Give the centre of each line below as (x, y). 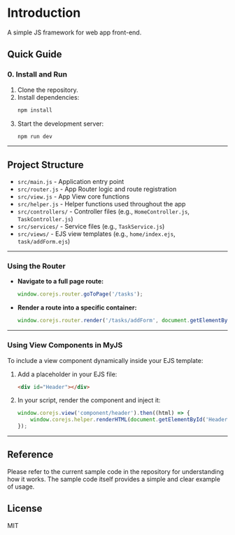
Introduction (44, 13)
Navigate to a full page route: (60, 282)
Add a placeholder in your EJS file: (67, 374)
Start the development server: (60, 124)
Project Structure (45, 165)
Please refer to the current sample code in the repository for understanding (116, 471)
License (25, 509)
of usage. (21, 487)
